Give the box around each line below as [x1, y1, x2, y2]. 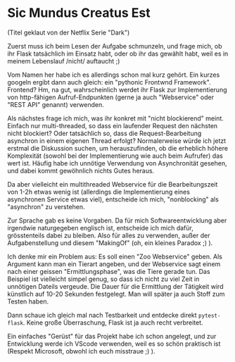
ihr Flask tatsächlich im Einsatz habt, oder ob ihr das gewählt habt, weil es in [7, 49, 229, 58]
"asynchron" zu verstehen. [7, 202, 86, 211]
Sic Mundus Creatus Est [7, 5, 151, 21]
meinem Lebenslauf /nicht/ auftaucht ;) [7, 56, 120, 65]
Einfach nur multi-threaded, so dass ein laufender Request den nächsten [7, 121, 218, 130]
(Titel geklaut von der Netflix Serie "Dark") [7, 28, 130, 37]
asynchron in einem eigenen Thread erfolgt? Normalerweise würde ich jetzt [7, 136, 227, 145]
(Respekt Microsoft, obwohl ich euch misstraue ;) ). [7, 347, 156, 355]
